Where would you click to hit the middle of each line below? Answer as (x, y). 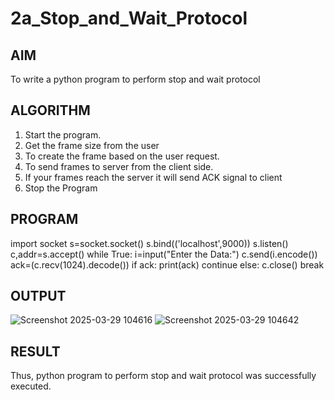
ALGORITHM (50, 110)
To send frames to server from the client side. (119, 166)
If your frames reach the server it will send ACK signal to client (153, 177)
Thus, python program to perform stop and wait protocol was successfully (163, 376)
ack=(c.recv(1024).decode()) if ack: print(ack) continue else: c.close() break (167, 264)
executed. (31, 386)
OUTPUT (38, 296)
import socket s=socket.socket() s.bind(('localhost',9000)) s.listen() (149, 243)
